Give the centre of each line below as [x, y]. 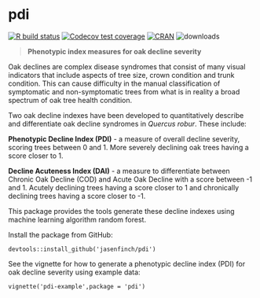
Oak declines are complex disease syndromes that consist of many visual [127, 66]
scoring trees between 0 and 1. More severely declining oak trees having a [128, 147]
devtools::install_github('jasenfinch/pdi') [82, 249]
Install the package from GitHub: [60, 234]
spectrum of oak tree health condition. [70, 100]
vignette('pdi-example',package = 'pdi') [77, 286]
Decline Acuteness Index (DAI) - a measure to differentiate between [119, 171]
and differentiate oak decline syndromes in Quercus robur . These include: [128, 123]
